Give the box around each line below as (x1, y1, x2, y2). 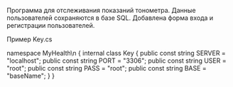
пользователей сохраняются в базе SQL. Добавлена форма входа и (6, 14, 214, 22)
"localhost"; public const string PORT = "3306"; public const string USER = (6, 56, 227, 65)
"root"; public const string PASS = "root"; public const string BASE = (6, 64, 207, 72)
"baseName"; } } (6, 71, 55, 80)
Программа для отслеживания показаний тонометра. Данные (6, 6, 196, 14)
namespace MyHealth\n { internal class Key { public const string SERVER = (6, 49, 227, 57)
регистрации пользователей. (6, 21, 95, 29)
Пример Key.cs (6, 35, 53, 43)
